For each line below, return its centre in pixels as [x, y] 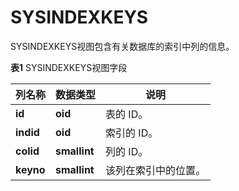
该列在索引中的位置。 [156, 170]
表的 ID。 [127, 114]
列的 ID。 [127, 151]
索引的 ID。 [132, 133]
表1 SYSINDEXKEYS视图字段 [69, 67]
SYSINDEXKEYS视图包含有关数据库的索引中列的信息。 [122, 46]
